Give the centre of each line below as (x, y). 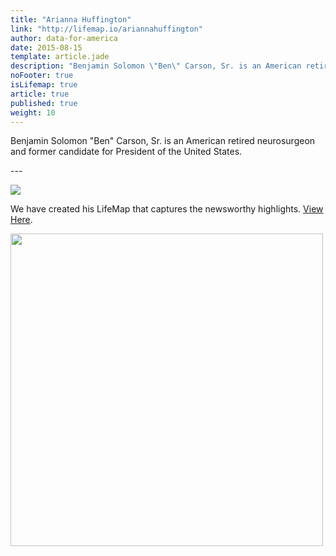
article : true (40, 94)
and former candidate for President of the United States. (126, 152)
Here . (21, 220)
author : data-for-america (64, 38)
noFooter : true (42, 76)
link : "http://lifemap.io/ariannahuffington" (106, 29)
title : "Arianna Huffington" (71, 19)
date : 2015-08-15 (46, 47)
